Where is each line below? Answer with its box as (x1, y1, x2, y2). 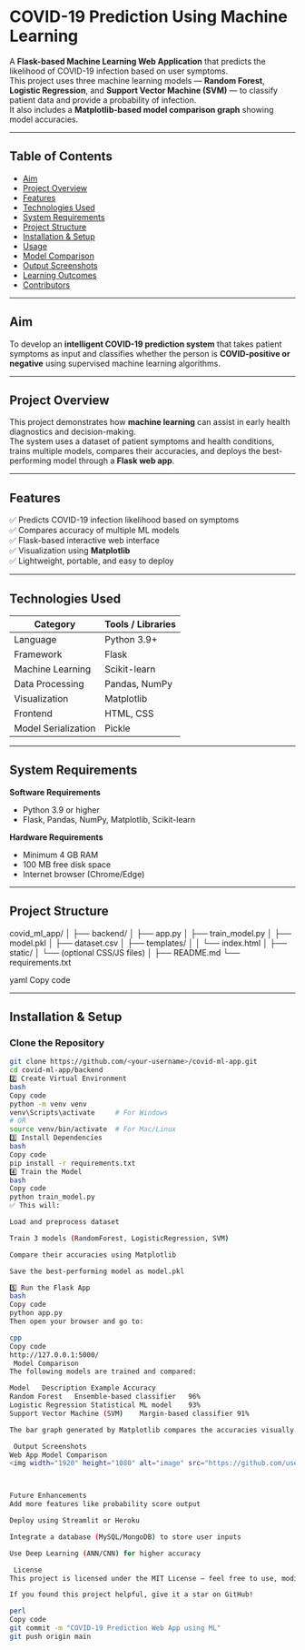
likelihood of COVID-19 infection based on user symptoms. (9, 66, 229, 76)
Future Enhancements (9, 1491, 88, 1501)
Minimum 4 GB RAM (22, 849, 99, 860)
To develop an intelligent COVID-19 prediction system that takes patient (9, 339, 282, 349)
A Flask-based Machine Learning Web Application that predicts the (9, 56, 266, 66)
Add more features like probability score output (9, 1500, 202, 1509)
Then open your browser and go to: (9, 1317, 144, 1326)
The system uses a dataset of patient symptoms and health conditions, (9, 436, 275, 447)
